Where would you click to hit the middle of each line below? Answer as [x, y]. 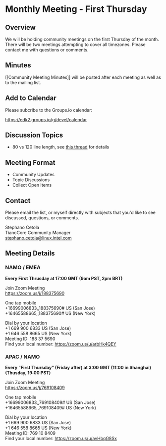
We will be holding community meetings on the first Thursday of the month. [82, 39]
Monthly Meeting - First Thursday [76, 9]
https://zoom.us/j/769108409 [35, 388]
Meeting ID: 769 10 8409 [30, 433]
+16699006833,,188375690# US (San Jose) [50, 308]
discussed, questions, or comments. [42, 218]
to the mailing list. [23, 82]
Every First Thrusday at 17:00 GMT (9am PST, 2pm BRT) [64, 278]
